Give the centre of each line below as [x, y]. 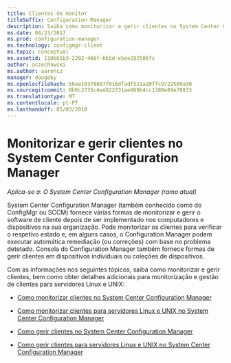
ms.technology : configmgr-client [55, 45]
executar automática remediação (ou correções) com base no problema [109, 241]
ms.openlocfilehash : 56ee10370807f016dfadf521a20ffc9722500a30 [100, 84]
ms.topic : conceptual [38, 52]
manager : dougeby [32, 77]
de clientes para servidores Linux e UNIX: [66, 284]
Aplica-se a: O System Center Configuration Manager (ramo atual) [102, 191]
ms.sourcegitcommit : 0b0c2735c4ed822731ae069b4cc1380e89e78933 [100, 90]
